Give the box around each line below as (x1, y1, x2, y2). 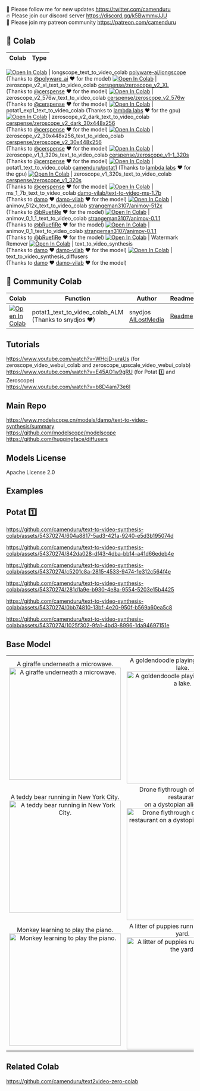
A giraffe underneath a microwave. (17, 660, 114, 669)
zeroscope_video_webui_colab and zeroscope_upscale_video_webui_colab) (6, 361, 191, 369)
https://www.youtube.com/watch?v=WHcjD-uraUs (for (6, 356, 140, 363)
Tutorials (6, 339, 40, 350)
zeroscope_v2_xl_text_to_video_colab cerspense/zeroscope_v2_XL (6, 81, 169, 88)
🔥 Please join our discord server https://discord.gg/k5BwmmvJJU (6, 12, 168, 19)
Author (136, 294, 157, 302)
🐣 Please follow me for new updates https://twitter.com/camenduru (6, 6, 171, 13)
